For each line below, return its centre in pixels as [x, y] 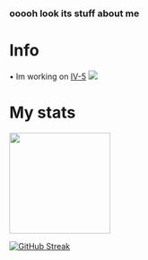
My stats [43, 113]
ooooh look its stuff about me [74, 13]
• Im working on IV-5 [48, 76]
